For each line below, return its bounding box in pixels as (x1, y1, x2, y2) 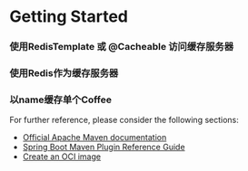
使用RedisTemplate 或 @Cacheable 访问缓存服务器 (9, 41, 234, 53)
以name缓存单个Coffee (9, 93, 112, 106)
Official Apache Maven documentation (22, 132, 167, 143)
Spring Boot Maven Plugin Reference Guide (22, 142, 185, 153)
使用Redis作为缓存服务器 (9, 67, 119, 80)
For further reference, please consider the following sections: (9, 115, 239, 126)
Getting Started (9, 6, 129, 27)
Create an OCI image (22, 151, 102, 162)
